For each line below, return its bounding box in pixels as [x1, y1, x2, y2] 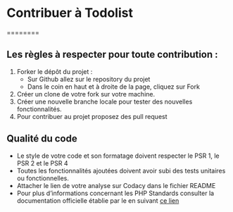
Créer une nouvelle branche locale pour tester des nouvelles [16, 97, 193, 106]
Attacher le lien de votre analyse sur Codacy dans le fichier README [16, 181, 216, 189]
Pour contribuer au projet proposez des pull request [16, 112, 168, 120]
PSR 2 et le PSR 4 [16, 158, 68, 167]
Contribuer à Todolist [6, 5, 133, 21]
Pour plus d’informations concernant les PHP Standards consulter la [16, 189, 215, 197]
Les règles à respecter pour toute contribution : [6, 49, 219, 61]
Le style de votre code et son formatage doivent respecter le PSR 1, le [16, 151, 220, 160]
